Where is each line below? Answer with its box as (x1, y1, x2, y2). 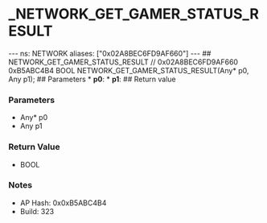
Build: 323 (19, 206, 55, 216)
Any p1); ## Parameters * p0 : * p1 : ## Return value (8, 74, 177, 84)
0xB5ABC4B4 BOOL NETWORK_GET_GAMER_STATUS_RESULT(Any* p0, (8, 65, 249, 75)
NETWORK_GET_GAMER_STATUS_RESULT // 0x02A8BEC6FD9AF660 (8, 57, 239, 67)
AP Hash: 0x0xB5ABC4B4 (19, 198, 107, 208)
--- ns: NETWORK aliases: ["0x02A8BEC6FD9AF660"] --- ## (8, 48, 212, 58)
